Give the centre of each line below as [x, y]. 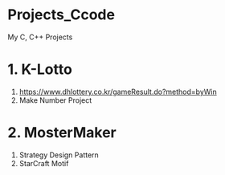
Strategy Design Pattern [59, 155]
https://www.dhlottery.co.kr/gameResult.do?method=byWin [118, 92]
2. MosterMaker [62, 133]
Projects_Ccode [61, 15]
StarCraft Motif [44, 163]
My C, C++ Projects [40, 37]
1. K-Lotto [40, 69]
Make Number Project [55, 100]
